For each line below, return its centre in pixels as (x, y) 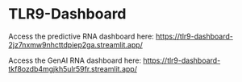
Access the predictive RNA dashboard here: (81, 36)
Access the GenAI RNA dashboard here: (75, 60)
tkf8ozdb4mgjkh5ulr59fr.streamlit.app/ (73, 68)
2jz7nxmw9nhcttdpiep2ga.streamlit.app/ (75, 44)
